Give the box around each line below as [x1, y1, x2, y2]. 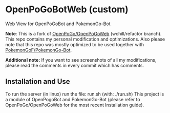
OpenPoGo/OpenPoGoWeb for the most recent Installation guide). [5, 102, 144, 108]
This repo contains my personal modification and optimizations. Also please [5, 36, 165, 42]
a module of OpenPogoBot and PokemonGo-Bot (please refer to [5, 96, 140, 102]
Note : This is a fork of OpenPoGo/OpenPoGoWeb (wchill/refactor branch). [5, 30, 162, 36]
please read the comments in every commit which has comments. [5, 62, 144, 68]
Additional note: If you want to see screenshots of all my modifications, [5, 56, 157, 63]
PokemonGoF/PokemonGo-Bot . [5, 47, 72, 53]
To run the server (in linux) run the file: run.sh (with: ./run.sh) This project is [5, 91, 164, 97]
